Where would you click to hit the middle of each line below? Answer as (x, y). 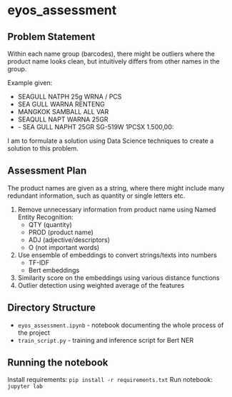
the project (34, 332)
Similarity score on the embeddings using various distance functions (118, 278)
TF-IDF (39, 262)
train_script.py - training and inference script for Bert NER (106, 340)
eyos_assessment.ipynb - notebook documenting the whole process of (121, 325)
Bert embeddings (54, 270)
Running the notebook (58, 363)
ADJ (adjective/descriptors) (69, 240)
